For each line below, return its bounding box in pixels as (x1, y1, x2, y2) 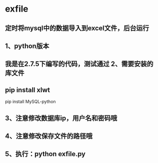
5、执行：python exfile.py (5, 150, 86, 158)
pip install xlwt (5, 86, 50, 94)
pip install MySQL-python (5, 98, 56, 105)
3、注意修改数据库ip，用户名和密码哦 (5, 114, 118, 122)
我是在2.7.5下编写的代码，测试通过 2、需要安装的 (5, 60, 154, 68)
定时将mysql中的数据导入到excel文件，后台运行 (5, 24, 149, 32)
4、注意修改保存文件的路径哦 (5, 132, 93, 140)
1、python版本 (5, 42, 50, 50)
